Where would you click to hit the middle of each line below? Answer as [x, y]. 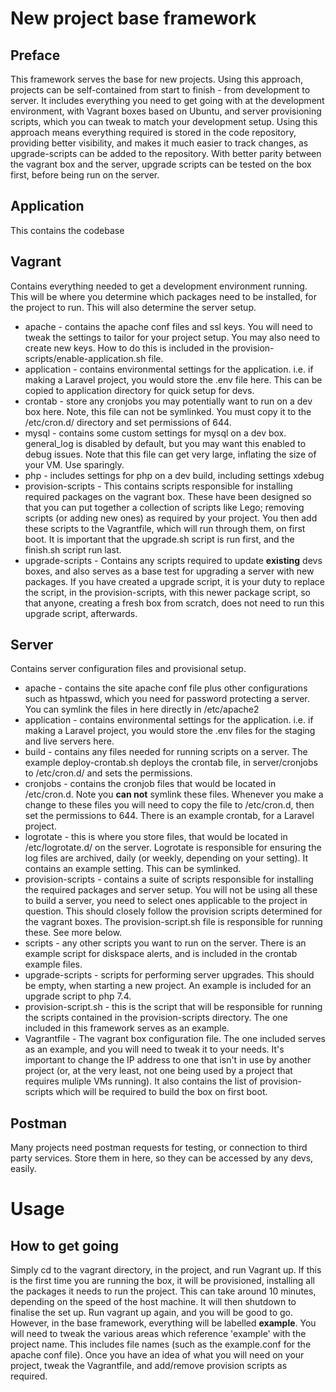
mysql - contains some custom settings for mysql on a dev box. [155, 433]
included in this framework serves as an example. [127, 1028]
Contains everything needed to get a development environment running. [159, 286]
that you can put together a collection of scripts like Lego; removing [164, 507]
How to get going [65, 1245]
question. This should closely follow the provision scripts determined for [173, 911]
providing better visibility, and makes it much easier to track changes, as [159, 143]
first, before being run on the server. [85, 175]
